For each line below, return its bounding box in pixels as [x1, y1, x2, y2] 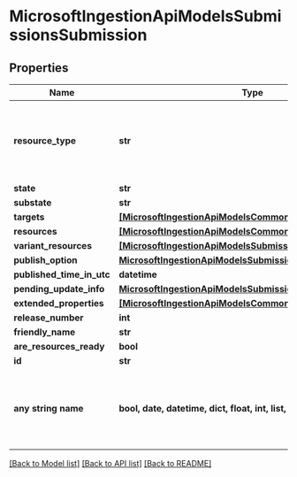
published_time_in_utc [13, 268, 110, 281]
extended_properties [13, 297, 104, 309]
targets [13, 211, 45, 223]
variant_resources [13, 240, 93, 251]
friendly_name [13, 326, 76, 338]
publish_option [13, 254, 78, 266]
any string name [13, 403, 84, 414]
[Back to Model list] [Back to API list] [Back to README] [9, 458, 212, 468]
